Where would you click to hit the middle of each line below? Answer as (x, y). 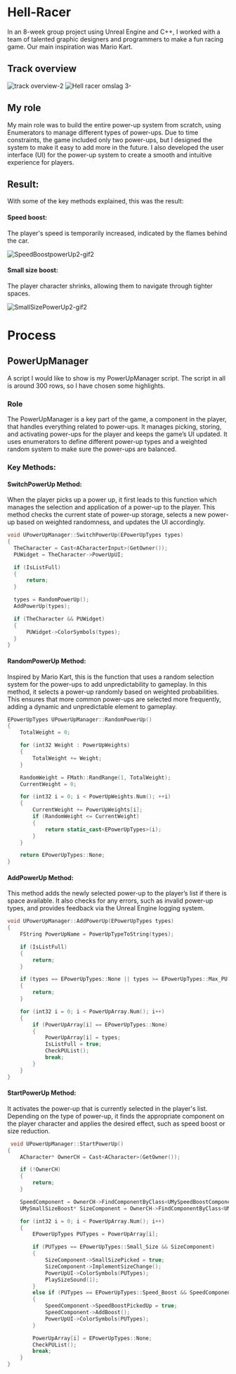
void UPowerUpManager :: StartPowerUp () (67, 1144)
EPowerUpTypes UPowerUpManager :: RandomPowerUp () (80, 719)
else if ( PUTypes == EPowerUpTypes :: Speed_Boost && (110, 1293)
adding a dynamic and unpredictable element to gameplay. (92, 706)
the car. (18, 241)
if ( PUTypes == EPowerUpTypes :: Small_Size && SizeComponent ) (124, 1247)
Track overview (42, 69)
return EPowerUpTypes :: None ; (63, 855)
